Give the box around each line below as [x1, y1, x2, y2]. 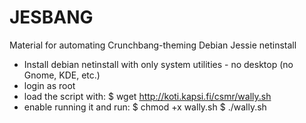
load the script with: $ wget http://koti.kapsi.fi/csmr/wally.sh [23, 90, 272, 102]
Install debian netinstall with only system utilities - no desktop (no [23, 58, 294, 70]
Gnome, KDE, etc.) [23, 69, 101, 81]
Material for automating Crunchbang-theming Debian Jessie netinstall [9, 39, 297, 51]
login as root [23, 79, 76, 91]
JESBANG [9, 6, 94, 29]
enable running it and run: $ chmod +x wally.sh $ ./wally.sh [23, 101, 267, 113]
